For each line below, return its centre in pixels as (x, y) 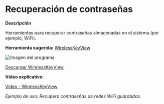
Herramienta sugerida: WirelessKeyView (48, 47)
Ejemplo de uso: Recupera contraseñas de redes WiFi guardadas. (73, 96)
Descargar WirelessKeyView (35, 67)
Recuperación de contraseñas (69, 9)
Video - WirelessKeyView (31, 86)
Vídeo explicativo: (25, 76)
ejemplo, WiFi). (21, 38)
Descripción (18, 23)
